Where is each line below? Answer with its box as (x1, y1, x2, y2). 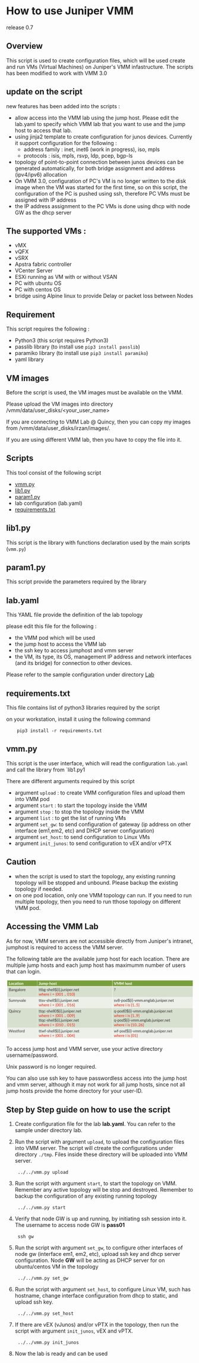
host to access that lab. (14, 127, 72, 134)
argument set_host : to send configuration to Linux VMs (14, 833, 150, 840)
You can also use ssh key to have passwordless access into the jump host (6, 1075, 187, 1082)
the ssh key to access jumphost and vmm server (14, 647, 134, 654)
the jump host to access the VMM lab (14, 640, 106, 648)
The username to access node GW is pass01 (14, 1221, 125, 1229)
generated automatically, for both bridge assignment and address (14, 165, 175, 172)
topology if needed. (14, 885, 64, 893)
